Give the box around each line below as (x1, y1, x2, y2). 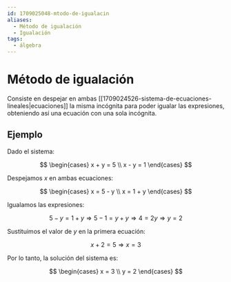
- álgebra (13, 42, 41, 49)
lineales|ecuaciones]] (7, 101, 68, 110)
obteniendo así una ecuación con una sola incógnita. (7, 109, 157, 117)
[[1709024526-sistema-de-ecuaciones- (98, 94, 212, 102)
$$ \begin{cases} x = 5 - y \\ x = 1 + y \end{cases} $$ (39, 187, 192, 195)
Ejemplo (7, 129, 43, 141)
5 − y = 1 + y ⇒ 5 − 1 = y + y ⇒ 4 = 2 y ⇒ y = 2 (49, 214, 183, 222)
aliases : (7, 17, 32, 23)
